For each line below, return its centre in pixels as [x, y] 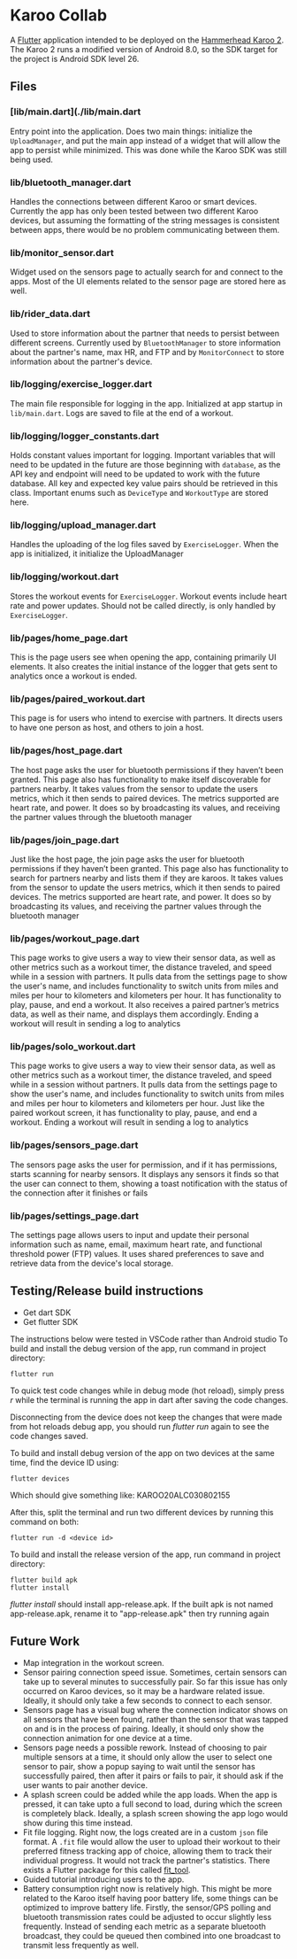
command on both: [45, 1522]
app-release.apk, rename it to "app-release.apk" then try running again [140, 1614]
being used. [32, 159]
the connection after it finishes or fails [79, 1193]
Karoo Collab [59, 15]
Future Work [45, 1642]
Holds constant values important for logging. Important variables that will [143, 455]
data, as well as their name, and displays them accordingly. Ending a [134, 1014]
